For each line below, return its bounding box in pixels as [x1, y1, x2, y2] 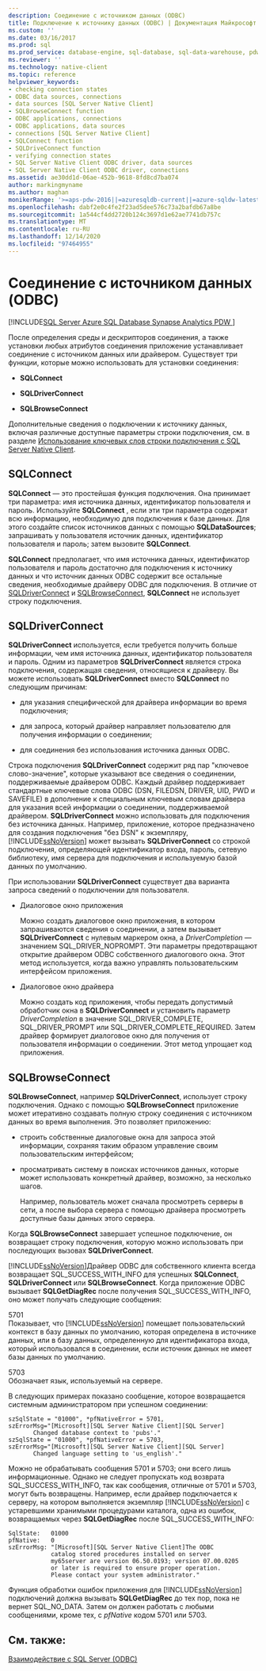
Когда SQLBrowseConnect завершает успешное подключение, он [8, 1229, 233, 1238]
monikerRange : [8, 196, 55, 204]
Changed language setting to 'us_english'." [32, 1450, 182, 1458]
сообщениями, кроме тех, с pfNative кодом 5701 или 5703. [8, 1610, 207, 1620]
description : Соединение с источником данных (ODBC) [8, 11, 186, 20]
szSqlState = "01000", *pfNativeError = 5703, [8, 1436, 165, 1444]
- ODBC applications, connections [8, 115, 123, 123]
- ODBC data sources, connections [8, 93, 123, 101]
